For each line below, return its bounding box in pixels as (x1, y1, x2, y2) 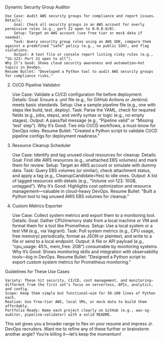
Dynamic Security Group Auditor (5, 4, 71, 10)
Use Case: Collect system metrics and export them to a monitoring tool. (12, 213, 156, 218)
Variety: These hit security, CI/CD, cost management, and (5, 278, 127, 283)
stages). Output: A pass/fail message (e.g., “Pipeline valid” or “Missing (12, 117, 154, 123)
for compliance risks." (5, 73, 54, 78)
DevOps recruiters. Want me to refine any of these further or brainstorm (5, 326, 149, 332)
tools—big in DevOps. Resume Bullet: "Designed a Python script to (12, 254, 146, 259)
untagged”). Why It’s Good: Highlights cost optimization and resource (12, 183, 152, 189)
